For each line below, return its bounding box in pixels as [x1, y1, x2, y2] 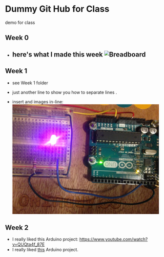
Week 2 [5, 223, 29, 232]
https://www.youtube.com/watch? [79, 237, 148, 242]
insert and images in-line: [12, 99, 63, 104]
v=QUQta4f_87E [12, 241, 45, 247]
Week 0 [5, 34, 29, 42]
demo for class [5, 20, 35, 25]
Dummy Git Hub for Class [5, 3, 110, 15]
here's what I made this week [12, 50, 103, 59]
